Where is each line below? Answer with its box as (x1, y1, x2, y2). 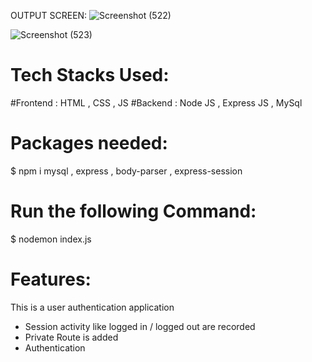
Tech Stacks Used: (10, 64, 170, 87)
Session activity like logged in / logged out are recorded (24, 320, 256, 332)
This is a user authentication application (10, 301, 175, 313)
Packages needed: (10, 132, 168, 155)
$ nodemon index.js (10, 233, 92, 245)
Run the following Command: (10, 200, 257, 223)
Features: (10, 268, 92, 290)
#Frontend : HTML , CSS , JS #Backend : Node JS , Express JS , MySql (10, 96, 303, 109)
